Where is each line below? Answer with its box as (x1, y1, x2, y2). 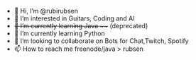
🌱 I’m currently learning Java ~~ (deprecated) (13, 22, 148, 30)
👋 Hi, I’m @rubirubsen (13, 7, 78, 15)
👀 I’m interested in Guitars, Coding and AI (13, 14, 135, 23)
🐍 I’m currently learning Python (13, 29, 105, 37)
